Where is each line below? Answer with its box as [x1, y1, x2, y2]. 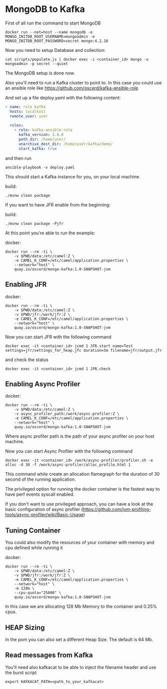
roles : [9, 123, 23, 128]
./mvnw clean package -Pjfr [5, 221, 64, 226]
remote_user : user [9, 113, 48, 118]
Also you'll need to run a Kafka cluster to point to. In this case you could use [5, 79, 162, 85]
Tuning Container [5, 526, 61, 535]
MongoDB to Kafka [5, 3, 85, 15]
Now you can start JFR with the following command [5, 334, 111, 340]
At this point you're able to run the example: [5, 230, 95, 236]
